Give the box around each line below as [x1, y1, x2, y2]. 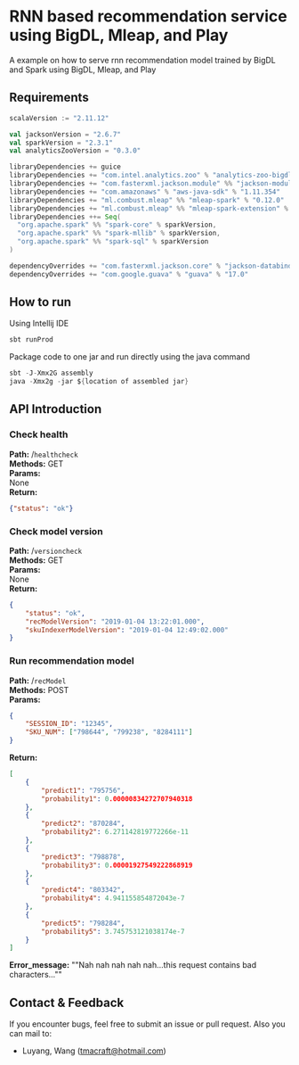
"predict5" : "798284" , [41, 919, 125, 928]
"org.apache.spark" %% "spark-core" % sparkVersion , [17, 220, 217, 229]
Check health [9, 428, 69, 441]
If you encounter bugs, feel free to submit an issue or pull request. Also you [9, 1019, 287, 1029]
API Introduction [9, 401, 102, 417]
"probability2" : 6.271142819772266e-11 [41, 828, 190, 837]
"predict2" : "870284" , [41, 819, 125, 829]
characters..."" [9, 970, 62, 980]
